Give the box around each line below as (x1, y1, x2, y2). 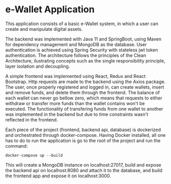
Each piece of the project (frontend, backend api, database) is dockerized (5, 127, 161, 133)
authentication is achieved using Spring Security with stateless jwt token (5, 47, 158, 53)
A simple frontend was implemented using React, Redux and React (5, 73, 146, 79)
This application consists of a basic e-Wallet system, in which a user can (5, 21, 159, 27)
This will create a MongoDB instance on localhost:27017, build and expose (5, 161, 161, 168)
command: (5, 142, 28, 149)
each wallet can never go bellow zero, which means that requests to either (5, 95, 163, 101)
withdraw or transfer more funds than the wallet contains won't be (5, 100, 145, 106)
